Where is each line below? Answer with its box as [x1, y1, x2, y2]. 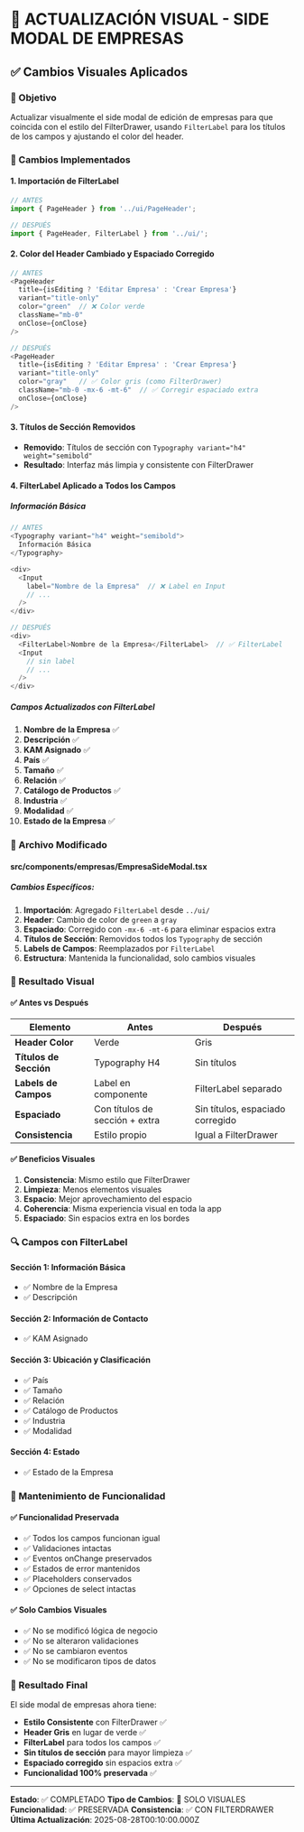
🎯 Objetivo [10, 91, 57, 104]
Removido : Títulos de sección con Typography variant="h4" [23, 442, 246, 452]
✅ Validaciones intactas [23, 1542, 112, 1553]
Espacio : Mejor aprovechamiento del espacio [23, 1194, 192, 1204]
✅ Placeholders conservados [23, 1573, 133, 1584]
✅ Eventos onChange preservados [23, 1553, 152, 1564]
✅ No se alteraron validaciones [23, 1635, 139, 1647]
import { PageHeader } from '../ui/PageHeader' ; [10, 204, 197, 213]
